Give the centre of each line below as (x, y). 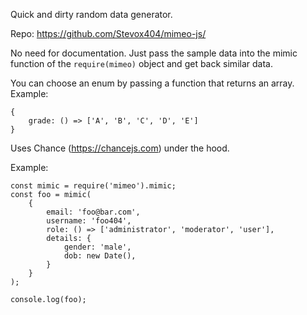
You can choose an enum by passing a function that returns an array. (152, 83)
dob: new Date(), (100, 256)
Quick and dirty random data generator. (91, 14)
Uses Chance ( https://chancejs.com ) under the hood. (120, 148)
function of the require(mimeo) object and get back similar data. (141, 63)
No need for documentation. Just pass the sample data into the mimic (154, 53)
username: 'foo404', (89, 221)
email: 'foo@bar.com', (93, 212)
